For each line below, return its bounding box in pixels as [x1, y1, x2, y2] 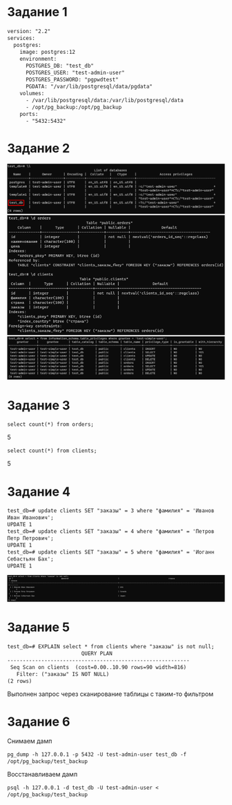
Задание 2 [7, 141, 70, 156]
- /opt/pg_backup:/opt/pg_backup [25, 104, 122, 110]
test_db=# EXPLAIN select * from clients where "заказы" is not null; [7, 643, 215, 650]
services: [7, 35, 36, 41]
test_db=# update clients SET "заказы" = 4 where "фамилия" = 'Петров [7, 528, 215, 535]
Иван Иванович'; [7, 514, 54, 521]
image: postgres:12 [19, 48, 76, 55]
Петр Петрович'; [7, 535, 54, 542]
